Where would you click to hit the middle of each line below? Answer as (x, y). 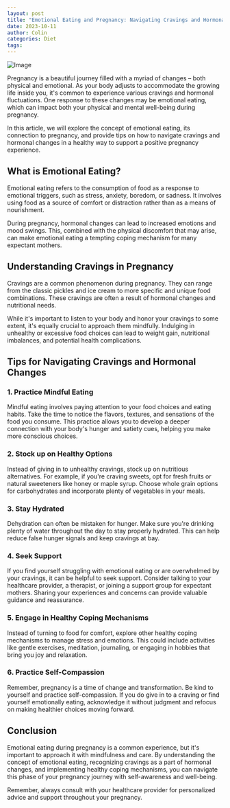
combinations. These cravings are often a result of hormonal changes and (111, 298)
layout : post (26, 13)
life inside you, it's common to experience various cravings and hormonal (111, 93)
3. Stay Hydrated (36, 509)
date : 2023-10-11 (32, 26)
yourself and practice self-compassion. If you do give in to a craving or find (114, 695)
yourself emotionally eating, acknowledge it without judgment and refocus (112, 702)
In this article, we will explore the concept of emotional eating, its (99, 128)
